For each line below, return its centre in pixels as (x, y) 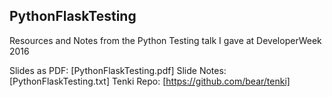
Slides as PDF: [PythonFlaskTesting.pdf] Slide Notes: (118, 70)
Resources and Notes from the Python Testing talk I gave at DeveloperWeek (165, 40)
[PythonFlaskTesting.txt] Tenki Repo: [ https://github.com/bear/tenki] (150, 81)
